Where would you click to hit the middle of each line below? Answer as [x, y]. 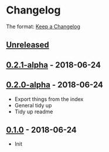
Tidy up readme [34, 112]
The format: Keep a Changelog [43, 26]
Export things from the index [49, 99]
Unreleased [28, 45]
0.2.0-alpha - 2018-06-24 [55, 85]
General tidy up [33, 105]
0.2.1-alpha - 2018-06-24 [54, 65]
